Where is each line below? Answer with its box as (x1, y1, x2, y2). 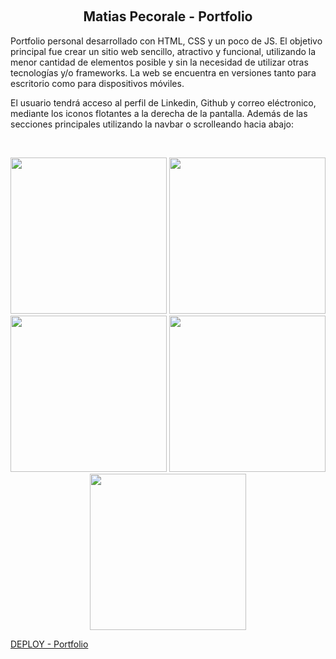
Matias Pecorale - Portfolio (83, 8, 253, 25)
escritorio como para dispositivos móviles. (10, 77, 185, 89)
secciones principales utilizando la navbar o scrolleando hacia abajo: (10, 118, 295, 130)
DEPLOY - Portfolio (10, 638, 89, 650)
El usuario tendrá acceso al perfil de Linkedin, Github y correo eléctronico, (10, 96, 317, 109)
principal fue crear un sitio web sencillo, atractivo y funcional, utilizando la (10, 45, 317, 57)
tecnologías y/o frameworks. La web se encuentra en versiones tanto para (10, 66, 317, 79)
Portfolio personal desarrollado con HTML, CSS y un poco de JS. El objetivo (10, 35, 323, 47)
